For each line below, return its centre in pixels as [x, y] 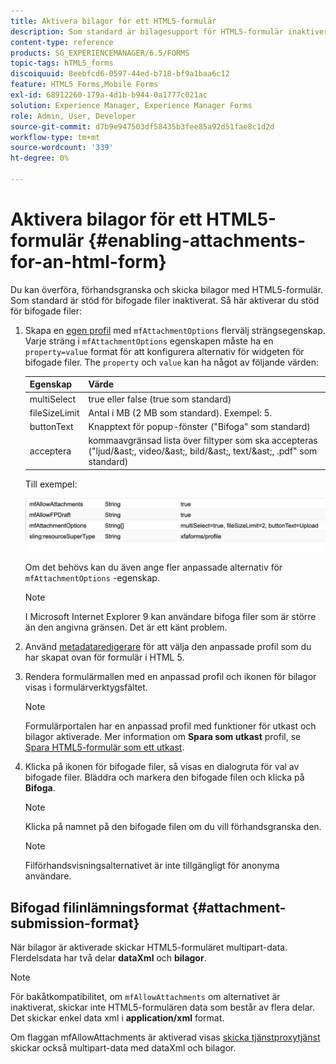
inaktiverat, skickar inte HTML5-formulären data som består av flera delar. [163, 1007]
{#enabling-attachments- [197, 241]
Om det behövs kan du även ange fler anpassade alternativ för [153, 567]
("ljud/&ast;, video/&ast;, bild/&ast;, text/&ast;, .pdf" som [203, 451]
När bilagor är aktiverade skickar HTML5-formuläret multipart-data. [149, 947]
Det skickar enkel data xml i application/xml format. [117, 1017]
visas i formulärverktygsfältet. [86, 687]
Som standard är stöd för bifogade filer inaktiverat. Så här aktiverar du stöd [165, 300]
